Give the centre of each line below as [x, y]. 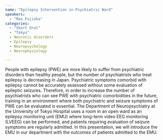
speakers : [15, 14]
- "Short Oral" [25, 28]
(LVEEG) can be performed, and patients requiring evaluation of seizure [77, 122]
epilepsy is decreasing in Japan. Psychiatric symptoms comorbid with [76, 80]
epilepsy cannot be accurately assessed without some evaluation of [74, 85]
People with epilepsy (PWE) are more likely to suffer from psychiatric [75, 69]
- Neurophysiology [28, 51]
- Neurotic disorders [32, 37]
